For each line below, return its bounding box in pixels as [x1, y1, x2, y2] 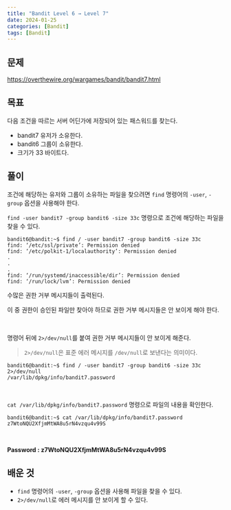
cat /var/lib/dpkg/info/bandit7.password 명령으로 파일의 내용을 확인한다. [7, 400, 214, 409]
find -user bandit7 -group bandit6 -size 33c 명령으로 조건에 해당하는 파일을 [7, 213, 224, 221]
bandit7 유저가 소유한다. [16, 131, 83, 139]
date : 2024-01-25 [7, 17, 57, 23]
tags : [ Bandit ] [7, 29, 51, 37]
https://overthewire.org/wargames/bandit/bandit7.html [7, 75, 161, 83]
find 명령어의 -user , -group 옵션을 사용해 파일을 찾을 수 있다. [16, 487, 182, 495]
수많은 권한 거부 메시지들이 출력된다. [7, 291, 104, 299]
